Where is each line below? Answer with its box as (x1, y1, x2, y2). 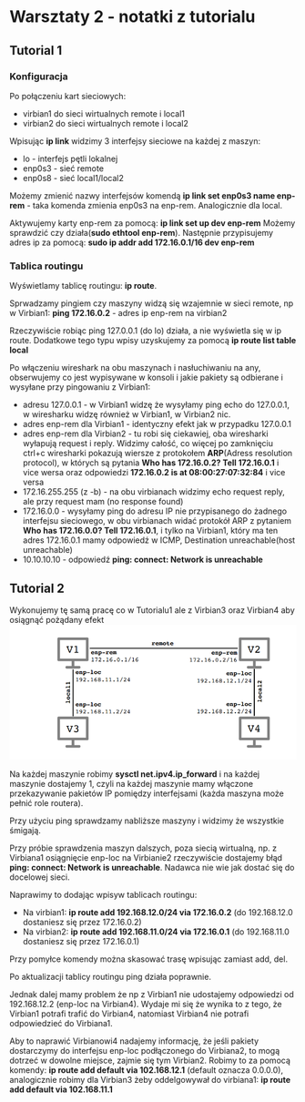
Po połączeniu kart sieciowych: (9, 90, 127, 101)
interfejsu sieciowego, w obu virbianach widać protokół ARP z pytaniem (22, 515, 292, 526)
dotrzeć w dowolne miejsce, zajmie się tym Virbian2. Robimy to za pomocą (9, 1055, 291, 1066)
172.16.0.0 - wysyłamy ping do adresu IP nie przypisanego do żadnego (22, 505, 288, 516)
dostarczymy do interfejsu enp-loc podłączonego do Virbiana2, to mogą (9, 1046, 280, 1056)
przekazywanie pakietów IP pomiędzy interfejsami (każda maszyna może (9, 788, 284, 799)
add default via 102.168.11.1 (9, 1084, 114, 1095)
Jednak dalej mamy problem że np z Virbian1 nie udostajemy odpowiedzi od (9, 989, 294, 1000)
